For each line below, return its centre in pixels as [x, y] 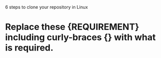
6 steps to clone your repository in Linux [47, 7]
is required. [29, 48]
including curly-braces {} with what [80, 38]
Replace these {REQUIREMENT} [72, 27]
